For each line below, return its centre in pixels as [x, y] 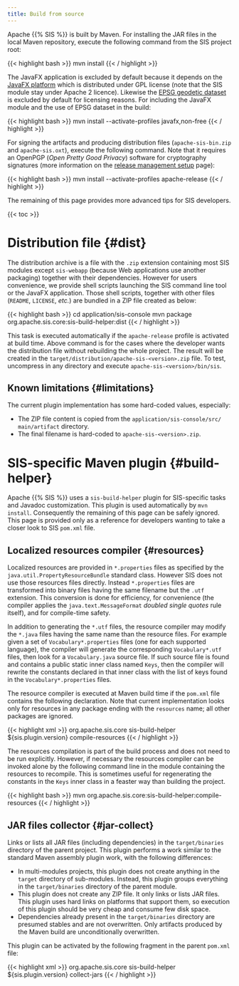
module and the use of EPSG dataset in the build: [79, 107]
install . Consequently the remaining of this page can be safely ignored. [113, 513]
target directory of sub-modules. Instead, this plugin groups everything [123, 879]
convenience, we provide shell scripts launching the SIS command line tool [117, 285]
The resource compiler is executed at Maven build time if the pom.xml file [114, 693]
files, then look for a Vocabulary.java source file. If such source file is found [118, 657]
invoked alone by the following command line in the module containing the [116, 767]
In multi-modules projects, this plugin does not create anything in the [119, 871]
